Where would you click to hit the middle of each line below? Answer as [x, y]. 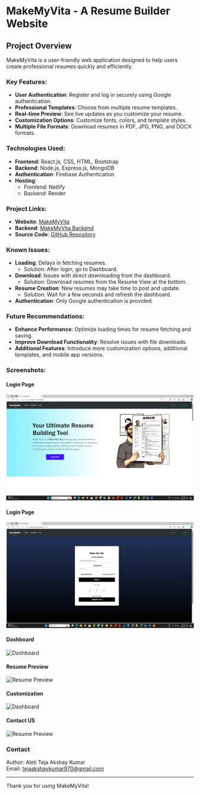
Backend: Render [45, 193]
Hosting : [26, 180]
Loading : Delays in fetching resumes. [61, 263]
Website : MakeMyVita [42, 222]
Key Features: [27, 82]
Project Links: [26, 208]
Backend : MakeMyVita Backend [54, 228]
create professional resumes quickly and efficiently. [69, 66]
